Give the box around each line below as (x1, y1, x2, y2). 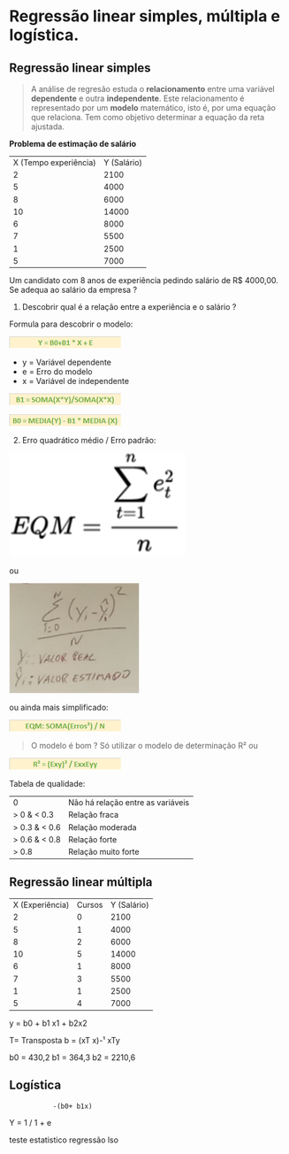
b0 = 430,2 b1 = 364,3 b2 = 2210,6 (9, 1051, 136, 1063)
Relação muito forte (68, 847, 140, 857)
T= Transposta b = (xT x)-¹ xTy (9, 1035, 121, 1045)
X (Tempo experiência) (12, 157, 97, 167)
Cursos (76, 900, 103, 911)
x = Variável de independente (21, 376, 130, 387)
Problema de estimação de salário (9, 139, 137, 149)
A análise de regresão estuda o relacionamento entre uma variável (30, 84, 276, 94)
